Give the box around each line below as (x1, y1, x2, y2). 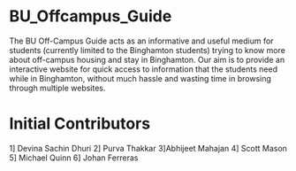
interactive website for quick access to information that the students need (9, 64, 278, 74)
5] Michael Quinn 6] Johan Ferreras (9, 152, 139, 163)
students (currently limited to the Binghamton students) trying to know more (9, 44, 285, 55)
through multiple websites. (9, 82, 106, 93)
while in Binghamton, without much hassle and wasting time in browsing (9, 73, 272, 83)
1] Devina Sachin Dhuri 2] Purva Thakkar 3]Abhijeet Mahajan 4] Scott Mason (9, 143, 287, 153)
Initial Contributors (9, 113, 151, 134)
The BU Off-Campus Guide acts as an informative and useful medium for (9, 35, 274, 46)
